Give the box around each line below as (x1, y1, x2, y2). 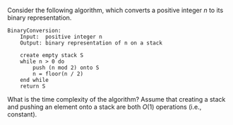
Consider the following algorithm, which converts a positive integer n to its (7, 6, 224, 14)
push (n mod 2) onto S (32, 64, 100, 71)
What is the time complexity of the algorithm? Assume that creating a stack (7, 95, 226, 103)
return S (20, 83, 46, 90)
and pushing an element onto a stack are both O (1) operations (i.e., (7, 102, 202, 111)
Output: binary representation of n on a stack (20, 40, 162, 47)
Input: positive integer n (20, 33, 102, 40)
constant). (7, 110, 37, 119)
